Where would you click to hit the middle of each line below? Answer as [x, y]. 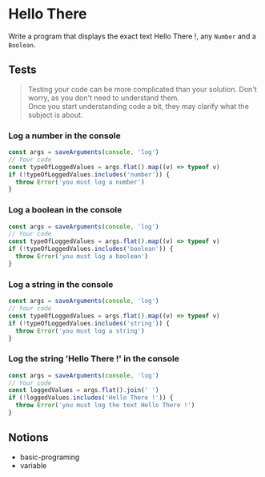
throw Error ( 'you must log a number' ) [80, 182]
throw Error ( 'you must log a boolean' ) [82, 257]
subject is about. [55, 115]
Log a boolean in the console [65, 210]
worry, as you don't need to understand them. [104, 98]
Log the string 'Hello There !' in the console [94, 359]
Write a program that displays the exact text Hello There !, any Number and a [132, 36]
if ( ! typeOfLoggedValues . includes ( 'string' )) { [89, 323]
